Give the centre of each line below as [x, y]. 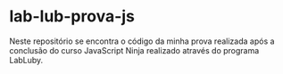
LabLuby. [26, 60]
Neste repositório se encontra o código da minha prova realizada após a [142, 41]
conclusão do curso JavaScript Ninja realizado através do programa [134, 50]
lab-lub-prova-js [72, 16]
